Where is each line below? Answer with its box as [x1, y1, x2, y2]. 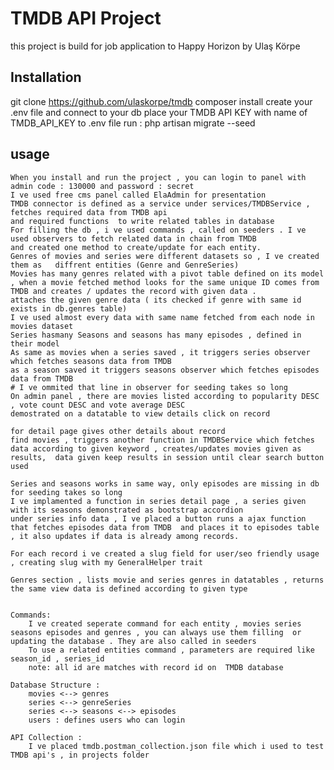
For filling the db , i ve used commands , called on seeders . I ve [10, 225, 307, 235]
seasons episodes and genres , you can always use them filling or [10, 627, 302, 637]
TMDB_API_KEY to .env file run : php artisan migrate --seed [10, 117, 256, 129]
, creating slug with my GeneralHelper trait [10, 557, 203, 567]
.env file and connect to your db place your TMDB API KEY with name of [10, 106, 308, 118]
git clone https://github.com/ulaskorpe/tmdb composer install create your [10, 95, 313, 107]
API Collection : [10, 732, 83, 742]
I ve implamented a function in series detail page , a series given [10, 496, 307, 506]
